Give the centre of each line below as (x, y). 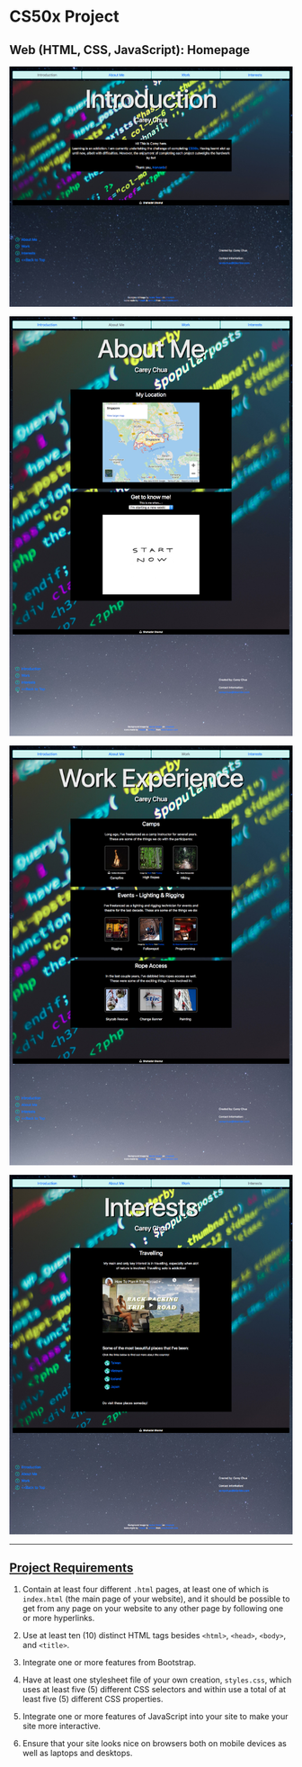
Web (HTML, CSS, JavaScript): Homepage (129, 50)
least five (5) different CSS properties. (93, 1699)
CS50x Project (64, 17)
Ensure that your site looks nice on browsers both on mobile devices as (155, 1744)
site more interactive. (62, 1726)
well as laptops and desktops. (77, 1753)
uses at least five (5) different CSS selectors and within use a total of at (154, 1690)
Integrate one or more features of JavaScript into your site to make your (155, 1717)
